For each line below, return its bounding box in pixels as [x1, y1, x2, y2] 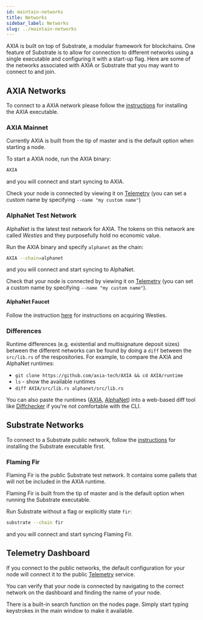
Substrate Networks [6, 420, 84, 430]
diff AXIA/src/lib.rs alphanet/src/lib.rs [14, 385, 124, 392]
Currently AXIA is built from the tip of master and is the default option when [6, 137, 195, 144]
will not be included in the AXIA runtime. [6, 478, 106, 485]
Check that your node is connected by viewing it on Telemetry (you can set [6, 278, 193, 285]
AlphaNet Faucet [6, 298, 50, 305]
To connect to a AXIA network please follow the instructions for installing [6, 102, 188, 109]
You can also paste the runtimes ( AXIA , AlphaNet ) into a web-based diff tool [6, 396, 196, 403]
